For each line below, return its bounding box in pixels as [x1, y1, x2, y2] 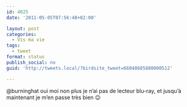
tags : [6, 43, 20, 49]
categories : [6, 31, 37, 37]
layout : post [6, 26, 40, 32]
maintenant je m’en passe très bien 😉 [6, 94, 101, 101]
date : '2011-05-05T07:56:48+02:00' [6, 15, 97, 21]
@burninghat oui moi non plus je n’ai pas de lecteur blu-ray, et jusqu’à [6, 87, 182, 94]
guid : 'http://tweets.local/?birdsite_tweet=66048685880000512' [6, 65, 173, 71]
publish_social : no [6, 59, 56, 66]
